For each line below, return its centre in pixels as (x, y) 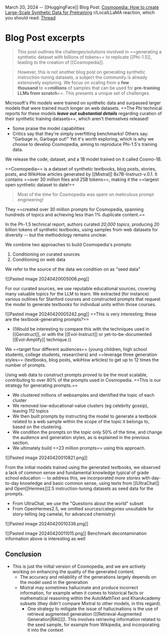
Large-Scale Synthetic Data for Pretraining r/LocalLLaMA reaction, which (80, 12)
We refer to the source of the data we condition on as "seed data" (73, 269)
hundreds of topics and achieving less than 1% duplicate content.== (75, 214)
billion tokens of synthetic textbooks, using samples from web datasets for (82, 229)
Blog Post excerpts (45, 38)
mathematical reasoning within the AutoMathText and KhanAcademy (90, 598)
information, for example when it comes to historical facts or (82, 593)
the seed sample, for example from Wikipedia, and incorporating (93, 625)
